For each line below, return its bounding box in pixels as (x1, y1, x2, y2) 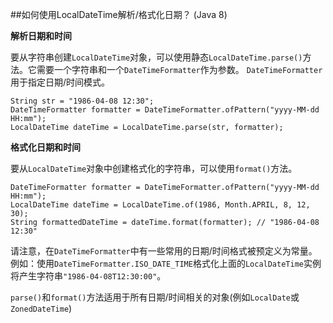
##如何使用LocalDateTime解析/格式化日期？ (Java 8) (10, 9, 228, 20)
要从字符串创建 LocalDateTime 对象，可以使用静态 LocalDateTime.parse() (10, 51, 303, 63)
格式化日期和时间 (10, 141, 81, 153)
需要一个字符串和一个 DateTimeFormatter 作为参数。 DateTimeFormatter (36, 64, 323, 75)
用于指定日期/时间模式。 (10, 76, 111, 88)
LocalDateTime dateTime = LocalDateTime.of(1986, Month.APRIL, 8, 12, (10, 200, 311, 210)
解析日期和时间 (10, 30, 72, 42)
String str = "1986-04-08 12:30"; (10, 96, 155, 106)
